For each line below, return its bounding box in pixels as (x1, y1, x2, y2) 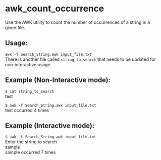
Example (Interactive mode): (5, 121, 95, 130)
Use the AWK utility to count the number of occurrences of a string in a (5, 19, 150, 25)
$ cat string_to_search (5, 89, 54, 94)
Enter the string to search (5, 139, 57, 145)
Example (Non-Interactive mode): (5, 76, 110, 84)
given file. (5, 24, 26, 30)
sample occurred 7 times (5, 149, 56, 156)
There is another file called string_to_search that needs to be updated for (5, 56, 156, 62)
